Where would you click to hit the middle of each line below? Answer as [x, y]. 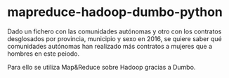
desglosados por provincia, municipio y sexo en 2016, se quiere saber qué [115, 38]
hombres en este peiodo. [44, 54]
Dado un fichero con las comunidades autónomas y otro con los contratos [115, 31]
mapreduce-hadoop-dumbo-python [115, 12]
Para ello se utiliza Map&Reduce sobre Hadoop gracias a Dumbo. [102, 67]
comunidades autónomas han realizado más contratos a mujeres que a [110, 46]
